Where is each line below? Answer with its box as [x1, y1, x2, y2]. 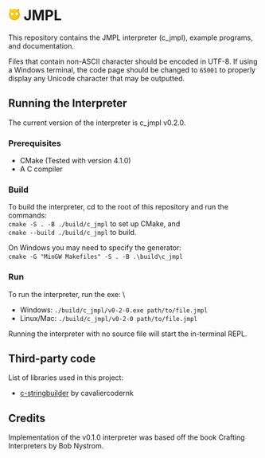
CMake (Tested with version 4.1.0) [19, 156, 131, 166]
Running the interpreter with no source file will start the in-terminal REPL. [8, 329, 247, 339]
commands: [8, 210, 48, 221]
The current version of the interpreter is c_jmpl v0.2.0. [8, 118, 186, 127]
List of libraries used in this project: [8, 373, 124, 382]
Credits [8, 411, 46, 425]
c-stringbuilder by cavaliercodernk [19, 389, 134, 398]
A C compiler [19, 164, 63, 174]
